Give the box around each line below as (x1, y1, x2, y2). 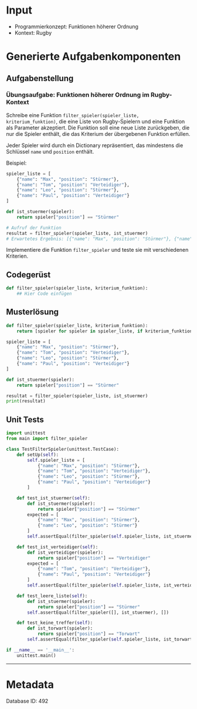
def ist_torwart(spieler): (27, 625, 93, 631)
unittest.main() (16, 653, 57, 658)
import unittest (6, 430, 46, 436)
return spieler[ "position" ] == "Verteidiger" (37, 555, 151, 561)
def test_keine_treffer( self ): (16, 620, 93, 626)
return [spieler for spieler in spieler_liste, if (16, 328, 143, 334)
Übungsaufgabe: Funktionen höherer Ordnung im (6, 91, 150, 99)
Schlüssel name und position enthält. (6, 148, 94, 155)
